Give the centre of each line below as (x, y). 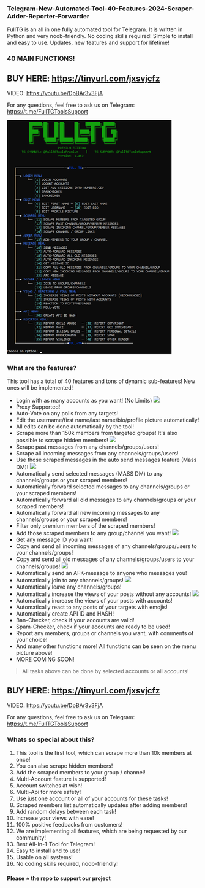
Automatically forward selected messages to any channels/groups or (103, 487)
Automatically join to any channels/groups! (70, 581)
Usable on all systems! (44, 857)
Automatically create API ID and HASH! (65, 614)
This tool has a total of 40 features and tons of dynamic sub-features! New (101, 381)
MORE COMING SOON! (45, 659)
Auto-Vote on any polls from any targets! (67, 414)
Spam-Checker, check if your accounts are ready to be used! (93, 627)
